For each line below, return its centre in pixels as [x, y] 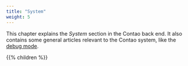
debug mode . [22, 46]
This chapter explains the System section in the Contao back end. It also [94, 33]
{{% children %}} [27, 57]
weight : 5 [18, 17]
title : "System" [26, 11]
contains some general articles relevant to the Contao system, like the [91, 40]
